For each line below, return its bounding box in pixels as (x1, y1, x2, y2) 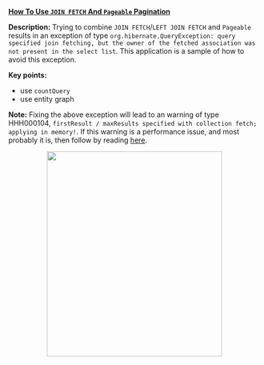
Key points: (8, 70, 47, 79)
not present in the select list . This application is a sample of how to (8, 46, 245, 55)
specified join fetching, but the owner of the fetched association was (8, 39, 256, 47)
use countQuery (19, 86, 70, 95)
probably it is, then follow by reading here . (8, 135, 148, 145)
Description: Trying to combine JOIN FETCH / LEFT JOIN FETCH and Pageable (8, 22, 252, 31)
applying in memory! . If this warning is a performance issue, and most (8, 127, 240, 136)
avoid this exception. (8, 55, 77, 64)
